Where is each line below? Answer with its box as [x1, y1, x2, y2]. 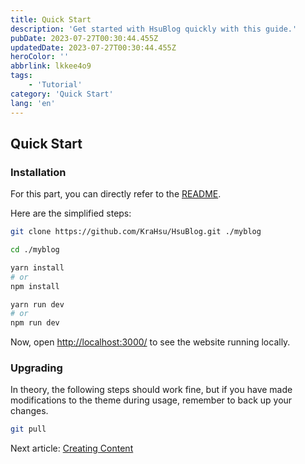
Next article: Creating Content [10, 442, 134, 455]
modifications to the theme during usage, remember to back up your [10, 394, 293, 406]
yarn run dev [10, 299, 65, 310]
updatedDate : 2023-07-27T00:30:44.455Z [10, 42, 177, 53]
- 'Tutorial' [28, 80, 83, 90]
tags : [10, 71, 33, 81]
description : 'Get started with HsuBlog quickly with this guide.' [10, 24, 298, 34]
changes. [10, 405, 49, 417]
